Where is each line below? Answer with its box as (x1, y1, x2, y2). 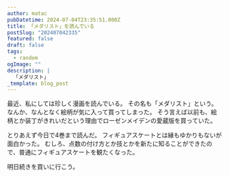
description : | (7, 67, 51, 74)
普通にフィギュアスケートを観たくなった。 (18, 148, 139, 156)
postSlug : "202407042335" (7, 29, 81, 36)
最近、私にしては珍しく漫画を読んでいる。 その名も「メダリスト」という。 (7, 100, 217, 108)
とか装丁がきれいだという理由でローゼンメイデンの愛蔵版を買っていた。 (12, 117, 217, 125)
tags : (7, 49, 23, 55)
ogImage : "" (7, 61, 41, 68)
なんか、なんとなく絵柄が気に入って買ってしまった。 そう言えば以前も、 (7, 108, 211, 116)
